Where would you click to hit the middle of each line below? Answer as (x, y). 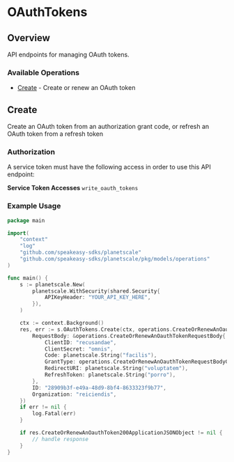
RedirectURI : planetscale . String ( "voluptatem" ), (116, 369)
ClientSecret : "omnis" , (79, 349)
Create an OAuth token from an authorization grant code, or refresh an (108, 127)
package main (26, 220)
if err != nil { (44, 407)
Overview (29, 38)
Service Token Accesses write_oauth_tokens (73, 188)
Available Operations (44, 72)
